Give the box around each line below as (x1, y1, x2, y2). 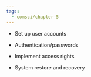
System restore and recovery (14, 64, 85, 71)
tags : (6, 8, 19, 15)
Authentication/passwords (14, 41, 79, 48)
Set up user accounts (14, 30, 66, 37)
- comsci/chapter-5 (11, 14, 59, 20)
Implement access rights (14, 52, 75, 60)
